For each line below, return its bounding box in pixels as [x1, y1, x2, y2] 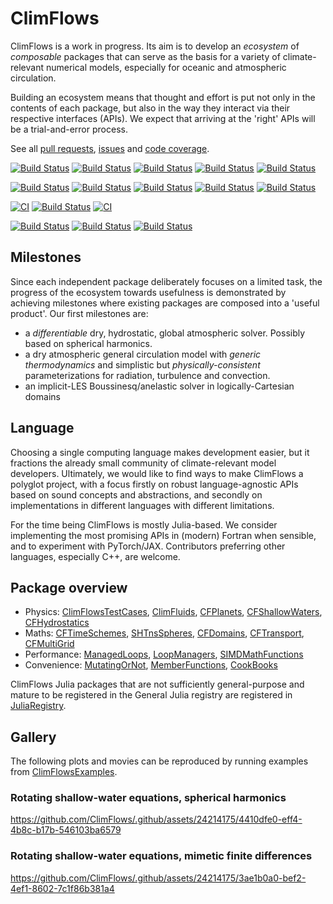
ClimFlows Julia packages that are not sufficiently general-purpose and [10, 678, 305, 691]
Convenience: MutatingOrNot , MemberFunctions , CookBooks [24, 659, 278, 671]
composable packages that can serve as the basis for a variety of [10, 50, 281, 62]
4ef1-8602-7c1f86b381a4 [10, 882, 115, 894]
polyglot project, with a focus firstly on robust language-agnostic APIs [10, 478, 299, 490]
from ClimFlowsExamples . [10, 766, 118, 778]
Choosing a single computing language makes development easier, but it [10, 446, 310, 458]
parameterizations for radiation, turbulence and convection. [24, 369, 271, 381]
